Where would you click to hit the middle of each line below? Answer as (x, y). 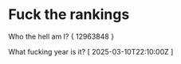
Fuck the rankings (69, 15)
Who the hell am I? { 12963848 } (61, 36)
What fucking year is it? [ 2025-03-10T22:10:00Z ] (91, 51)
